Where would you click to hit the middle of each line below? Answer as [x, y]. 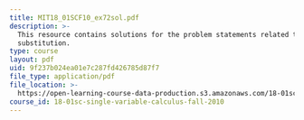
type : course [34, 51]
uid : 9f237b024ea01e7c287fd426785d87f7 [85, 69]
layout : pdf [32, 60]
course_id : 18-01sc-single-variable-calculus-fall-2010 [117, 102]
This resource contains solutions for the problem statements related [153, 34]
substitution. [44, 43]
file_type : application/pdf [62, 77]
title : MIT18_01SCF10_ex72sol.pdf [75, 18]
